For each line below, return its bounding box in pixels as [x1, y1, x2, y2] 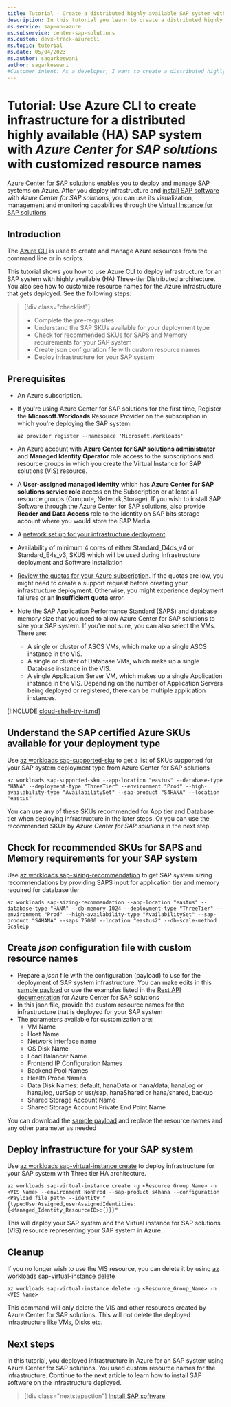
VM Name [27, 1022, 56, 1031]
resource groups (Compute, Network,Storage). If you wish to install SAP [16, 495, 221, 503]
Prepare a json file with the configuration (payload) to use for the [16, 971, 201, 979]
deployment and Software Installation [16, 559, 123, 567]
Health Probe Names [27, 1074, 87, 1082]
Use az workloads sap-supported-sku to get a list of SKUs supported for [7, 756, 213, 764]
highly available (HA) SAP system [7, 127, 203, 142]
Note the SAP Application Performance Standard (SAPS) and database [16, 607, 217, 615]
